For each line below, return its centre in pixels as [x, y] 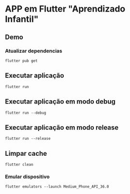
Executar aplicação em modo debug [60, 102]
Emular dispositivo [27, 177]
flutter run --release [28, 139]
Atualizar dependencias [34, 51]
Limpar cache [26, 153]
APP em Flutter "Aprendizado [65, 9]
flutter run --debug [26, 113]
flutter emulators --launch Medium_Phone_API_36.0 [57, 187]
